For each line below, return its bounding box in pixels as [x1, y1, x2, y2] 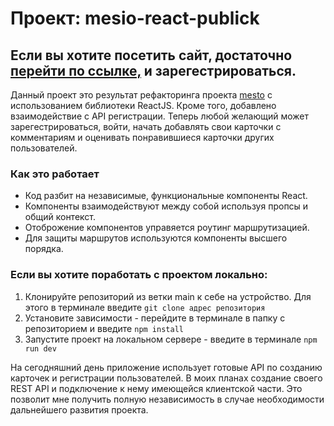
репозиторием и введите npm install [24, 322, 184, 334]
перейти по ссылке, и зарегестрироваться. [10, 62, 297, 79]
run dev [24, 343, 57, 354]
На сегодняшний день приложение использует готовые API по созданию [10, 361, 323, 373]
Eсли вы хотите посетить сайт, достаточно [10, 47, 293, 64]
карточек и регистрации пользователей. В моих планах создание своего [10, 372, 323, 384]
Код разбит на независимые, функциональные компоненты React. [24, 190, 308, 202]
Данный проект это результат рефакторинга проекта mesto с [10, 89, 273, 101]
